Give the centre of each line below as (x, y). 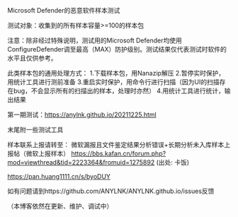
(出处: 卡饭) (173, 162)
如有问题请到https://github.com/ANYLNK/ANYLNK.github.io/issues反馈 (111, 191)
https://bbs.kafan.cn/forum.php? (118, 153)
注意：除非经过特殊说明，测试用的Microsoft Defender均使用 (95, 40)
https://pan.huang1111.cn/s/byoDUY (59, 176)
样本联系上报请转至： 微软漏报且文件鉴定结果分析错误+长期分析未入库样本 (116, 145)
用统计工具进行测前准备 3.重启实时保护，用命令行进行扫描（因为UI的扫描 (113, 82)
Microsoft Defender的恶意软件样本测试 (64, 10)
